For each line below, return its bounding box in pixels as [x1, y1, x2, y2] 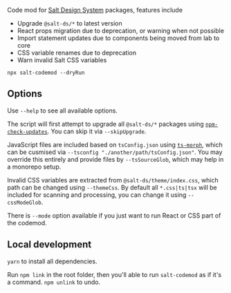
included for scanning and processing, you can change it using [7, 190, 187, 199]
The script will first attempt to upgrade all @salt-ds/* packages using [7, 120, 204, 128]
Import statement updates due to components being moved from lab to [17, 34, 220, 42]
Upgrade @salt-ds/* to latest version [17, 19, 122, 27]
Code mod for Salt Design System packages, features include [7, 6, 183, 14]
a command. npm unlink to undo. [7, 278, 101, 286]
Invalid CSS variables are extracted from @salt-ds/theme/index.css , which [7, 176, 219, 184]
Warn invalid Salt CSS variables [17, 56, 107, 64]
